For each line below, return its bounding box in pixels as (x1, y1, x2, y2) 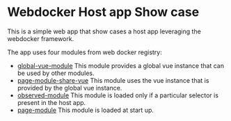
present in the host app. (17, 98, 86, 106)
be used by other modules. (17, 69, 95, 77)
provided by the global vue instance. (17, 83, 122, 92)
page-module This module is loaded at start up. (17, 106, 154, 114)
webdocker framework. (7, 34, 74, 42)
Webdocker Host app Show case (7, 4, 200, 20)
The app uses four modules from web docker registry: (7, 48, 162, 56)
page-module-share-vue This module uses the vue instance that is (17, 76, 209, 84)
